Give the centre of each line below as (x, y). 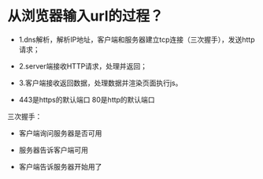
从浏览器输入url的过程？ (85, 16)
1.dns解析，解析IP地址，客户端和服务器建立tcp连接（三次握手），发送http (137, 39)
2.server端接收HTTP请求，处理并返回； (83, 66)
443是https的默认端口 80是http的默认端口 (87, 99)
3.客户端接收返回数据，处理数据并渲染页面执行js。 (100, 83)
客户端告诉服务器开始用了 (60, 166)
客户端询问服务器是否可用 (60, 133)
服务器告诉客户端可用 (53, 150)
